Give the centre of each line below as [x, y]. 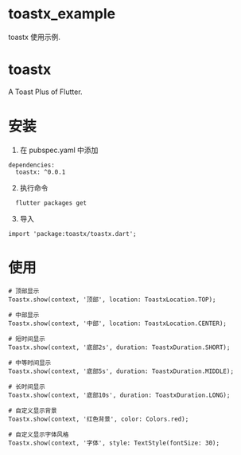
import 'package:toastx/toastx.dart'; [72, 233]
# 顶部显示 [24, 291]
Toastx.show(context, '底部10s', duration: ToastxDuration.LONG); [119, 395]
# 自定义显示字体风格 [39, 434]
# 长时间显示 [27, 386]
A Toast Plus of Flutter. [45, 92]
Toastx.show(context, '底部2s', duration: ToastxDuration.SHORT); [119, 347]
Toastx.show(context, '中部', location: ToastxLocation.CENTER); [117, 324]
